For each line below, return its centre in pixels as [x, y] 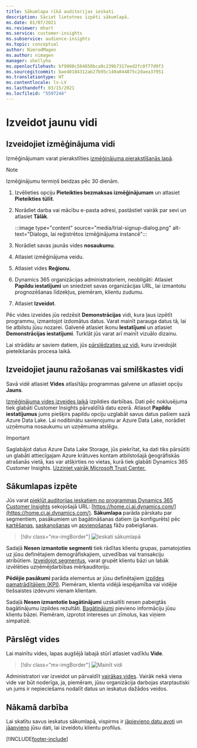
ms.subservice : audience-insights [48, 39]
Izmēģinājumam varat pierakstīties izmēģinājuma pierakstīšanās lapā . [90, 158]
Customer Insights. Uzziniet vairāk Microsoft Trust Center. [76, 468]
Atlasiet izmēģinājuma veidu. [49, 257]
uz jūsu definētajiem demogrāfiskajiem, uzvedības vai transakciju [85, 554]
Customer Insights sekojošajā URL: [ [50, 507]
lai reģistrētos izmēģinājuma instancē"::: [99, 234]
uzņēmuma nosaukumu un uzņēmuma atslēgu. [62, 426]
